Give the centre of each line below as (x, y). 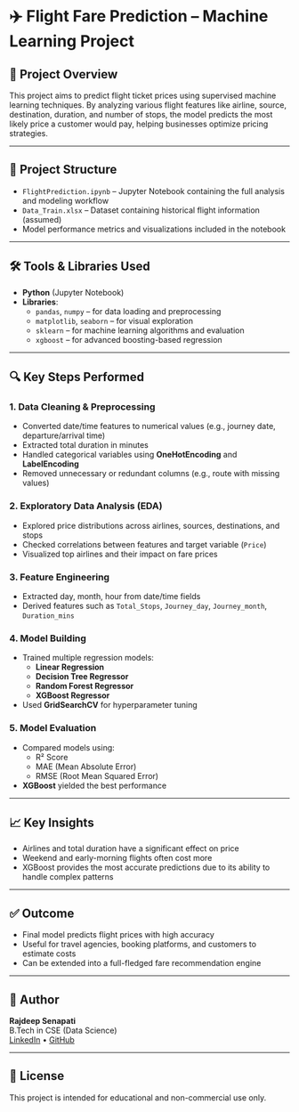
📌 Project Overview (64, 74)
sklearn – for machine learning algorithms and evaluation (140, 330)
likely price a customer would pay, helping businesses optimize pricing (139, 124)
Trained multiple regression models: (88, 658)
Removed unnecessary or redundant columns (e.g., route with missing (151, 474)
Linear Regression (70, 667)
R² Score (52, 757)
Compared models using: (69, 747)
